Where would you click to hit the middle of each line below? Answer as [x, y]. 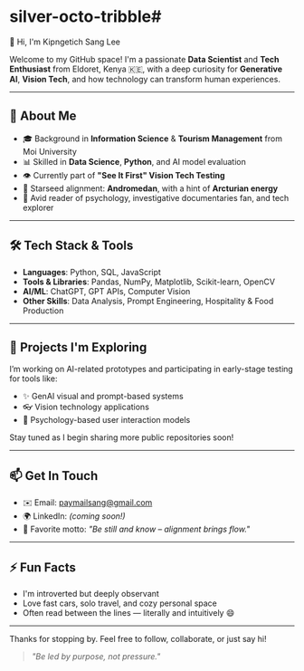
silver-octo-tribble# [85, 17]
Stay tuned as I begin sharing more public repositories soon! [122, 437]
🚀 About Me [43, 116]
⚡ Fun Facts [43, 567]
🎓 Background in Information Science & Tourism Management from [152, 139]
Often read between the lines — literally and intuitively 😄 [128, 613]
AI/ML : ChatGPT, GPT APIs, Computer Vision [106, 291]
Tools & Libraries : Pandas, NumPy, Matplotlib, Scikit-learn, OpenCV [149, 282]
